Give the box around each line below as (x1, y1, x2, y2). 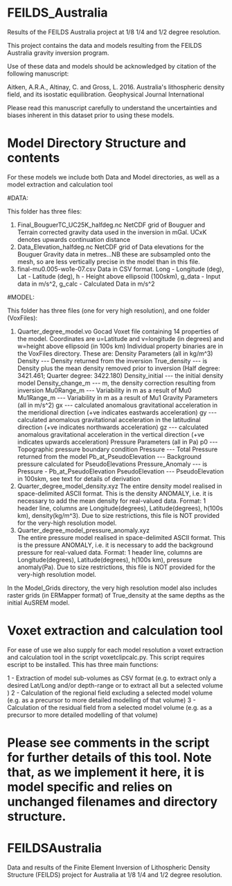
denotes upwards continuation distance (17, 235, 130, 243)
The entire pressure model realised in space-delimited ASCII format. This (17, 533, 226, 541)
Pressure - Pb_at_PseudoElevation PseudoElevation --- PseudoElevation (17, 467, 224, 476)
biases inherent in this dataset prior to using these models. (7, 111, 175, 119)
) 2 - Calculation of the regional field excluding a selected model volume (7, 688, 213, 697)
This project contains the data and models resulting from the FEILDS (7, 41, 202, 49)
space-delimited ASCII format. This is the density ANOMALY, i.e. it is (17, 489, 213, 497)
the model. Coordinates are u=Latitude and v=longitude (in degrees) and (17, 334, 224, 342)
